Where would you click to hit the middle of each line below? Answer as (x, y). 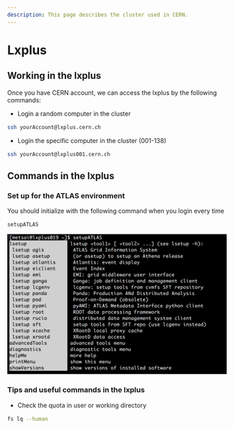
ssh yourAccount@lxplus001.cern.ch (59, 154)
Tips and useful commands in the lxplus (76, 390)
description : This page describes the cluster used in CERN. (98, 15)
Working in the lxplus (54, 76)
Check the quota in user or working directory (82, 405)
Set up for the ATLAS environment (66, 195)
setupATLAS (23, 225)
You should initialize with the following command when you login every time (116, 211)
